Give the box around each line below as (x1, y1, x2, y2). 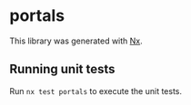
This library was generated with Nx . (9, 35, 143, 46)
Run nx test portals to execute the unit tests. (9, 85, 183, 96)
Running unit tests (9, 62, 116, 77)
